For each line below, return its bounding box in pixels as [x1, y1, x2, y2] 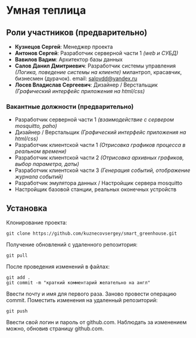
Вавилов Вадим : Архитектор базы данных [14, 56, 123, 63]
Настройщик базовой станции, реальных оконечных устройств [14, 186, 177, 193]
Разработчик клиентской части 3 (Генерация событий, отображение [14, 167, 191, 174]
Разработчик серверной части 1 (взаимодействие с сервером [14, 116, 174, 123]
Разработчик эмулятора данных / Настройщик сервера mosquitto [14, 180, 183, 187]
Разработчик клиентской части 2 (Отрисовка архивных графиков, [14, 154, 184, 161]
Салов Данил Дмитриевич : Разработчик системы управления [14, 62, 176, 69]
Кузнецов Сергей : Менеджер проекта [14, 43, 113, 50]
